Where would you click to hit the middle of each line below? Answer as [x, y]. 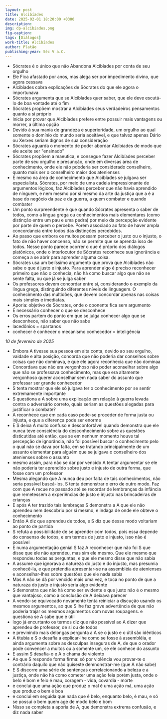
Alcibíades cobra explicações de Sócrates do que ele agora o [75, 87]
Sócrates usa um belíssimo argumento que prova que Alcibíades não [83, 262]
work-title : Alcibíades [30, 42]
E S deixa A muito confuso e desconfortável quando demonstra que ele [85, 425]
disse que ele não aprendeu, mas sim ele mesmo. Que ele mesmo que [84, 552]
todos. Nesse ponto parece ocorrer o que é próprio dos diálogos [79, 246]
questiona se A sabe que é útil [43, 616]
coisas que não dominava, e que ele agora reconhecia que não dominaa [86, 361]
